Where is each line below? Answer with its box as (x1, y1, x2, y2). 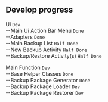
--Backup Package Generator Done (5, 76, 91, 84)
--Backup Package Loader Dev (5, 83, 81, 90)
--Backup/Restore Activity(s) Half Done (5, 52, 102, 59)
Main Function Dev (5, 64, 50, 71)
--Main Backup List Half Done (5, 39, 79, 47)
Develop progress (5, 5, 73, 15)
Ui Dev (5, 20, 21, 27)
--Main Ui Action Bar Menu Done (5, 27, 84, 34)
